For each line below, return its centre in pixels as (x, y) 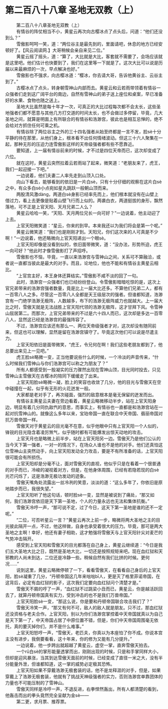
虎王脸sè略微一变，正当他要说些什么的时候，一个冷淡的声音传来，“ (85, 357)
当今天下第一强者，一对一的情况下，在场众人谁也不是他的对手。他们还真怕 (82, 444)
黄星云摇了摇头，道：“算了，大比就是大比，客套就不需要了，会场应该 (87, 56)
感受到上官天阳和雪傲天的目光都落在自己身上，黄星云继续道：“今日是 (87, 545)
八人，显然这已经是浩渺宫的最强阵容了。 (47, 319)
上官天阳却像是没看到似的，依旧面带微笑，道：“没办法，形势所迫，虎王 (89, 244)
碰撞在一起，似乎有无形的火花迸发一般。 (51, 388)
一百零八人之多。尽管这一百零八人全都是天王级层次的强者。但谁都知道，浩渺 (84, 294)
